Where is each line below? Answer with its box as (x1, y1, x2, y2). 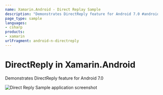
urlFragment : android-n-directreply (5, 39, 79, 43)
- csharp (5, 25, 23, 30)
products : (5, 29, 25, 34)
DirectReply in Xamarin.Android (5, 59, 136, 70)
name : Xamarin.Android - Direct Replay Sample (5, 7, 101, 12)
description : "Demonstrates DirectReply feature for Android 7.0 (5, 12, 140, 16)
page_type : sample (5, 16, 42, 21)
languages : (5, 20, 27, 26)
